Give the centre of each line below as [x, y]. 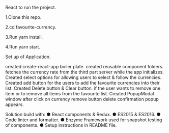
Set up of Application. [28, 57]
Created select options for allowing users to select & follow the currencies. [83, 77]
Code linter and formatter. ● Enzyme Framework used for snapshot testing [84, 120]
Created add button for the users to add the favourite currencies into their [82, 83]
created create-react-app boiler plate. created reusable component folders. [84, 66]
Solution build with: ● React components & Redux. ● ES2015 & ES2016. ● [83, 114]
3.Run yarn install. [24, 37]
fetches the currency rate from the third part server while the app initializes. [84, 72]
